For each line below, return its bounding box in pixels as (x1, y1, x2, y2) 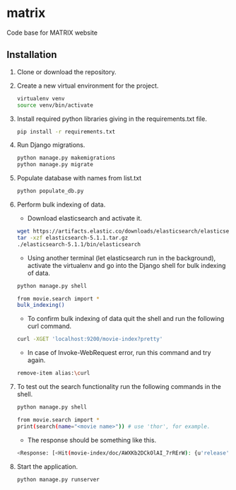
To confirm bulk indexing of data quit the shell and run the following (27, 315, 225, 323)
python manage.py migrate (16, 161, 93, 168)
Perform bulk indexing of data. (16, 200, 106, 209)
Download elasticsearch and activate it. (27, 214, 143, 222)
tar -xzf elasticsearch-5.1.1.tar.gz (16, 234, 129, 241)
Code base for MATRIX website (6, 28, 98, 37)
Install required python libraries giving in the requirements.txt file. (16, 115, 208, 123)
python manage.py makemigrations (16, 154, 116, 162)
